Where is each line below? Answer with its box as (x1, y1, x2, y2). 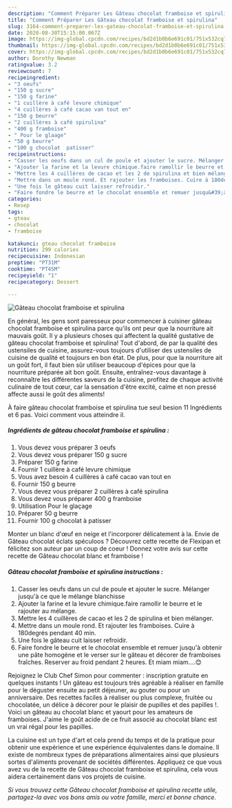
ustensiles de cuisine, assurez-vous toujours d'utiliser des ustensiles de (8, 345, 212, 354)
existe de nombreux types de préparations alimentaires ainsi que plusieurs (8, 751, 220, 759)
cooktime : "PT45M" (8, 266, 61, 273)
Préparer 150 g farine (17, 458, 78, 467)
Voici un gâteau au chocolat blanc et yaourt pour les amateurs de (8, 708, 193, 716)
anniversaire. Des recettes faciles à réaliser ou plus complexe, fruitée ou (8, 693, 213, 702)
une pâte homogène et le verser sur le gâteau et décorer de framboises (17, 651, 221, 659)
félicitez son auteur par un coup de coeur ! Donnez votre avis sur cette (8, 544, 209, 553)
